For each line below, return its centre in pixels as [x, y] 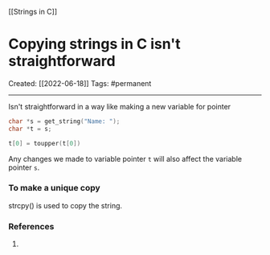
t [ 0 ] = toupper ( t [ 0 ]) [45, 143]
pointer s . [24, 167]
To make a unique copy [54, 188]
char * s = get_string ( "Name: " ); [64, 121]
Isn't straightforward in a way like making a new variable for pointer [120, 106]
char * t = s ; [30, 129]
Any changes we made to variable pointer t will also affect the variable [125, 158]
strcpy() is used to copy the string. [65, 205]
